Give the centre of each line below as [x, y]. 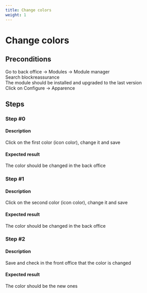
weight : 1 [16, 15]
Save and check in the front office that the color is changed [68, 263]
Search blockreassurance [33, 77]
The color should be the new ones [42, 286]
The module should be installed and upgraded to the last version [74, 82]
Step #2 [15, 239]
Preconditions [28, 59]
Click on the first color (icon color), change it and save [63, 142]
